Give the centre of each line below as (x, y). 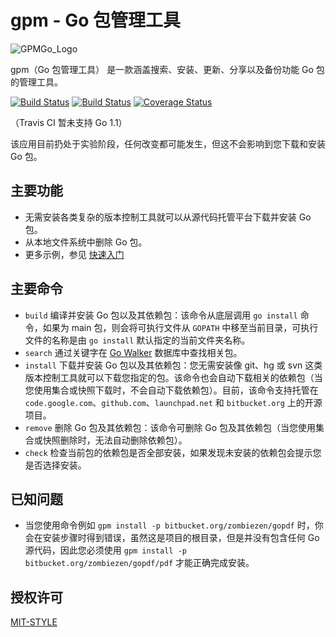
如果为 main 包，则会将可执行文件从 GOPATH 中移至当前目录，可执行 (180, 327)
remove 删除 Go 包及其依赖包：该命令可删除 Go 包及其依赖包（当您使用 (170, 427)
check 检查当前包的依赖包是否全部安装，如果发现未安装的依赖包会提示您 (173, 452)
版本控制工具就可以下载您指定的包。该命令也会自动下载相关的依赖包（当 (173, 377)
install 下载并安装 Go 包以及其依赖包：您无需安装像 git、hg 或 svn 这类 (173, 365)
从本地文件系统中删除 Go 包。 (86, 242)
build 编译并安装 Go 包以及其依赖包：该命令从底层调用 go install (161, 315)
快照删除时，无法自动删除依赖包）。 (115, 440)
